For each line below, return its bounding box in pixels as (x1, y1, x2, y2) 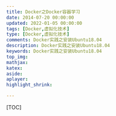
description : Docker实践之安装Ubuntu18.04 (6, 43, 111, 49)
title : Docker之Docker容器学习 (6, 8, 80, 15)
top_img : (6, 54, 28, 60)
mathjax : (6, 59, 28, 65)
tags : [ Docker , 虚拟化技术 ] (6, 25, 69, 32)
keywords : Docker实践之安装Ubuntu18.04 (6, 48, 102, 54)
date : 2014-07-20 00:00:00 (6, 14, 74, 21)
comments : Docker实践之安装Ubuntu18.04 (6, 37, 102, 43)
